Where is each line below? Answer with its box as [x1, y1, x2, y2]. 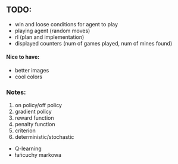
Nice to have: [6, 53, 40, 60]
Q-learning [14, 145, 42, 152]
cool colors [14, 73, 43, 80]
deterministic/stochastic [14, 133, 74, 141]
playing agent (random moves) [14, 27, 90, 34]
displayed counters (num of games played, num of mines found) [14, 40, 173, 47]
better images [14, 67, 49, 74]
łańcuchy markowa [14, 151, 61, 159]
